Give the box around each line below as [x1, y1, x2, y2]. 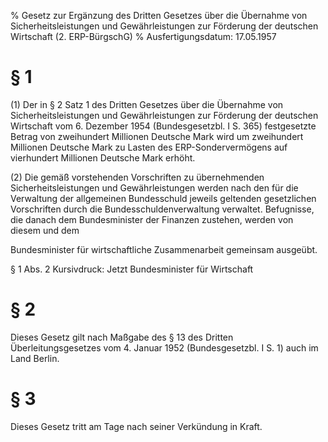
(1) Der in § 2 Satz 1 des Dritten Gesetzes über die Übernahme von [10, 98, 284, 110]
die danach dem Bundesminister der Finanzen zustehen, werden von [10, 213, 294, 225]
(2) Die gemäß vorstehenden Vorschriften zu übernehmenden [10, 171, 265, 183]
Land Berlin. [10, 352, 60, 364]
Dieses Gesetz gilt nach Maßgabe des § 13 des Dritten [10, 331, 234, 343]
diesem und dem [10, 224, 80, 236]
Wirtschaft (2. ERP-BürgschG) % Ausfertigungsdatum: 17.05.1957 [10, 31, 277, 42]
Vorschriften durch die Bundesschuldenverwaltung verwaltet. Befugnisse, [10, 203, 315, 215]
